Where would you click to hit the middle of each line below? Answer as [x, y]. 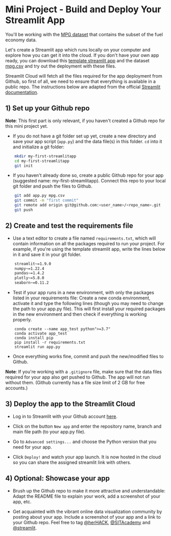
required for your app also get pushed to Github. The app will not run [78, 377]
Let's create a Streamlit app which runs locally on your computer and [78, 50]
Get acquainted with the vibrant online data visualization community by [87, 511]
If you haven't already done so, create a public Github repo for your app [88, 175]
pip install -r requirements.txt [50, 343]
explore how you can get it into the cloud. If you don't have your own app [82, 55]
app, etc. [22, 501]
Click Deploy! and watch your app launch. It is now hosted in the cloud [87, 457]
